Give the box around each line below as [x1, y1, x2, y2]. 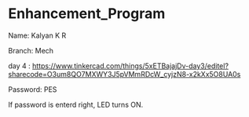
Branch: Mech [8, 46, 53, 55]
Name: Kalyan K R [8, 31, 67, 40]
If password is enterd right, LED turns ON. [8, 100, 144, 109]
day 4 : [8, 60, 31, 71]
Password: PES [8, 84, 57, 94]
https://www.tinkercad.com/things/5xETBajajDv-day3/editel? [32, 60, 229, 71]
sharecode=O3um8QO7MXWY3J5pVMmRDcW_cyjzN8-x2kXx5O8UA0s [8, 69, 241, 79]
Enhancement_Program [8, 5, 166, 23]
